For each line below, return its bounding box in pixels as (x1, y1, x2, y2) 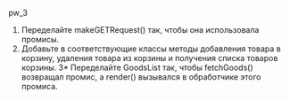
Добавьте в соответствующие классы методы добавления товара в (21, 43, 282, 54)
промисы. (21, 35, 60, 44)
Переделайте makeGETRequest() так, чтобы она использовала (21, 25, 260, 35)
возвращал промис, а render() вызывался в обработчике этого (21, 72, 261, 82)
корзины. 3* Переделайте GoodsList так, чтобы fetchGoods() (21, 62, 253, 73)
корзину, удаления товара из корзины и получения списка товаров (21, 53, 278, 63)
